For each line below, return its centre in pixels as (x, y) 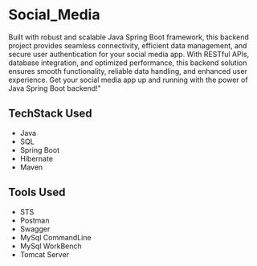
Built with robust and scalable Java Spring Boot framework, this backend (128, 37)
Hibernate (37, 158)
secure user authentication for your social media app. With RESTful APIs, (129, 54)
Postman (35, 220)
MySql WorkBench (51, 246)
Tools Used (37, 192)
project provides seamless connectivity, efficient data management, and (128, 45)
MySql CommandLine (55, 237)
